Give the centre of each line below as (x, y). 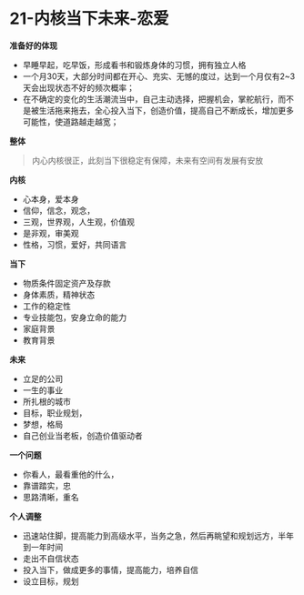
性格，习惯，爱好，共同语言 (75, 244)
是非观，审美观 (51, 233)
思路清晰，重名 (51, 497)
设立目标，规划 (51, 581)
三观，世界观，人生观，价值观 (78, 222)
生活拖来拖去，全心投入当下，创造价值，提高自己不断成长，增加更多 (166, 110)
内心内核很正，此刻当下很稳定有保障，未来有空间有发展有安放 (147, 160)
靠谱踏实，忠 (46, 485)
